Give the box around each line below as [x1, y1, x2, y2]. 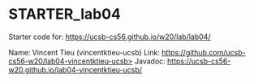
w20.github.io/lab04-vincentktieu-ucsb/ [8, 64, 142, 74]
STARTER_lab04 [8, 5, 122, 24]
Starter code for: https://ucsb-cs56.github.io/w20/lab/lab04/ [8, 32, 211, 41]
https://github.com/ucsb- [161, 47, 246, 57]
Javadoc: [134, 56, 166, 66]
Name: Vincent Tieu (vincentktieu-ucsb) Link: [8, 47, 160, 57]
